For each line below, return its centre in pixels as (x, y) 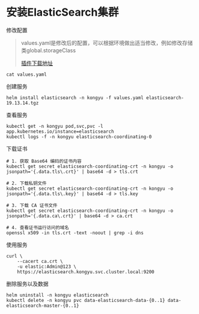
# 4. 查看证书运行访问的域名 (38, 228)
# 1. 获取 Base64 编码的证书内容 (44, 161)
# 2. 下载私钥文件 (26, 183)
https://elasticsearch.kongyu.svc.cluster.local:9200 (86, 272)
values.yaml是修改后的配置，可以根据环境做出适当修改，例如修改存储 (107, 43)
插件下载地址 (37, 63)
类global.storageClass (48, 50)
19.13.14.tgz (23, 103)
